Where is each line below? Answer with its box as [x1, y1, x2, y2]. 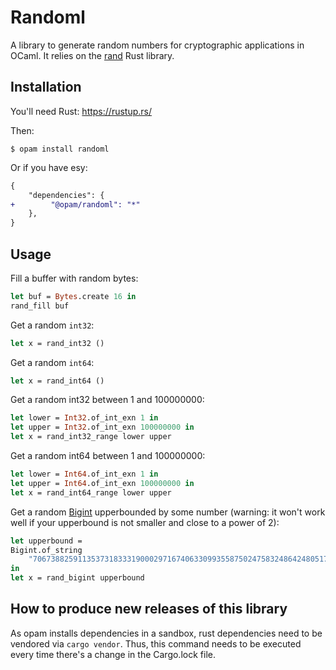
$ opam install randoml [10, 144, 110, 154]
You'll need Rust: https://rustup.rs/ [10, 105, 152, 117]
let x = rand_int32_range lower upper [10, 432, 172, 442]
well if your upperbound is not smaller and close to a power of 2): [10, 516, 280, 528]
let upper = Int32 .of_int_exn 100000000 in [10, 422, 195, 433]
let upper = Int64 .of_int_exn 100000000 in [10, 478, 195, 488]
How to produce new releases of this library [10, 601, 288, 618]
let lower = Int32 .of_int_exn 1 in [10, 413, 159, 423]
